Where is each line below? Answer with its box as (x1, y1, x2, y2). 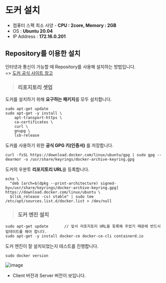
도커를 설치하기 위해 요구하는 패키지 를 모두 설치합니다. (5, 97, 112, 103)
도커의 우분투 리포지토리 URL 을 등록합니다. (5, 166, 90, 172)
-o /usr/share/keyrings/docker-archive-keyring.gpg (23, 157, 135, 162)
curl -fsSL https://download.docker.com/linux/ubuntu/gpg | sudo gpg (5, 153, 155, 158)
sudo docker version (5, 253, 49, 258)
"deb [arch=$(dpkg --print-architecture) (10, 181, 99, 186)
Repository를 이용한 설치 (5, 49, 81, 58)
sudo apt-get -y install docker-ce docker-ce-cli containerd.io (5, 233, 144, 239)
